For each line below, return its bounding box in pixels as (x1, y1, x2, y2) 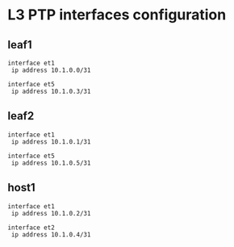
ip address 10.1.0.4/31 (10, 230, 91, 239)
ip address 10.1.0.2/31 (10, 209, 91, 217)
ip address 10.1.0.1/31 (10, 137, 91, 146)
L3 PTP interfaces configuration (7, 6, 227, 24)
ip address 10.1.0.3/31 (10, 87, 91, 95)
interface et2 (7, 224, 56, 232)
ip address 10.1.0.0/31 (10, 66, 91, 74)
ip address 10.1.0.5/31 (10, 159, 91, 167)
